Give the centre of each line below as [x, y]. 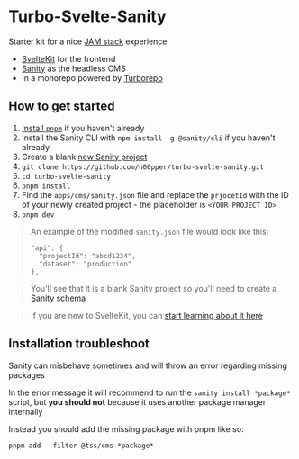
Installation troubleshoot [79, 344]
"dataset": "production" [86, 264]
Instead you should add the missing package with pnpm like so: [126, 428]
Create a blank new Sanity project [84, 157]
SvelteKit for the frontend [68, 58]
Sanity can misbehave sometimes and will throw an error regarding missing [148, 365]
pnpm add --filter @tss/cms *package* [81, 445]
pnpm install [46, 186]
